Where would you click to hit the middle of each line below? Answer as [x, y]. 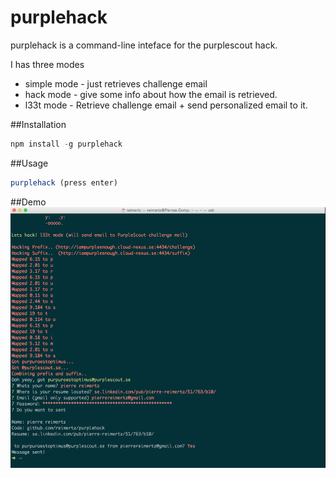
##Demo [28, 202]
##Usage [29, 163]
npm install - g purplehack [66, 144]
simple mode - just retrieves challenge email [116, 83]
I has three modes [47, 64]
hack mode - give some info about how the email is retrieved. [151, 94]
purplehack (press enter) [64, 182]
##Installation [38, 124]
